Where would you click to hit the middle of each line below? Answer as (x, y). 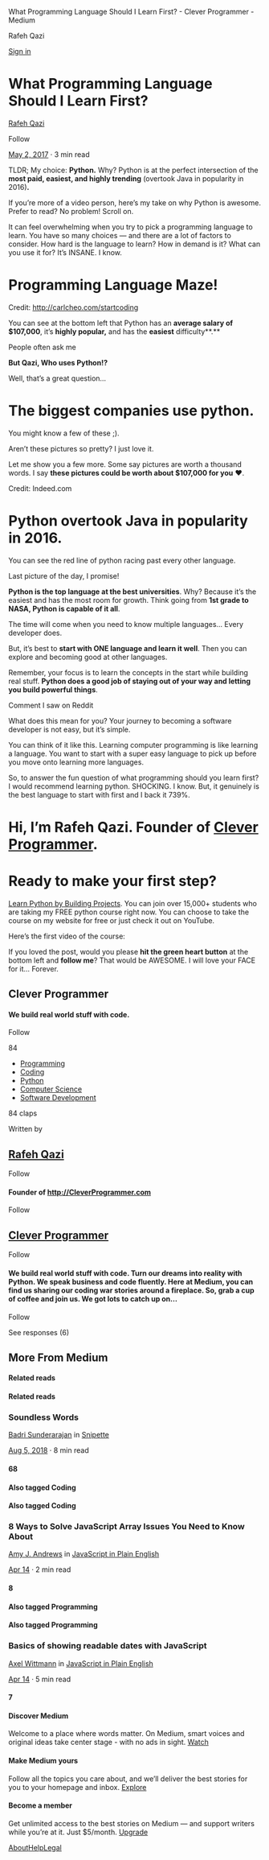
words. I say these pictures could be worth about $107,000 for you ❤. (126, 472)
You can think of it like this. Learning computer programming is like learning (133, 744)
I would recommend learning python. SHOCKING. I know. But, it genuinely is (134, 786)
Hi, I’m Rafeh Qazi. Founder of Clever (133, 827)
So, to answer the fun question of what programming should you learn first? (134, 777)
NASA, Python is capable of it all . (64, 608)
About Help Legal (35, 1847)
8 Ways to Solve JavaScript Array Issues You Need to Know (126, 1527)
